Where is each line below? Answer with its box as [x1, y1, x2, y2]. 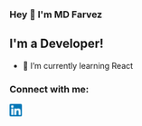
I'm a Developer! [9, 36, 104, 52]
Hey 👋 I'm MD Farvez [9, 8, 102, 21]
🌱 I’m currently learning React [22, 60, 134, 71]
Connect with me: [9, 82, 90, 95]
